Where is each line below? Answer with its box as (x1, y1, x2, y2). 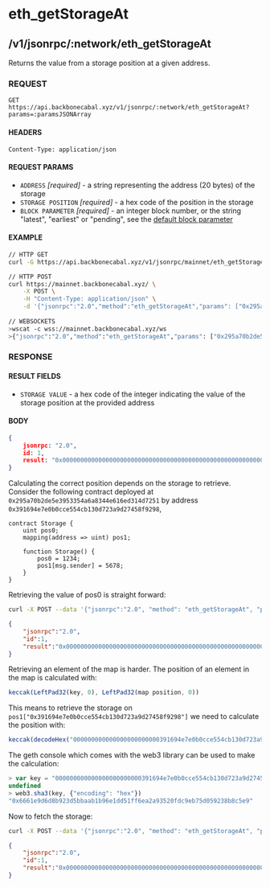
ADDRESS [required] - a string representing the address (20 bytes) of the (19, 180, 256, 190)
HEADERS (8, 127, 43, 137)
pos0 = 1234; (37, 555, 81, 563)
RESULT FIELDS (8, 372, 62, 381)
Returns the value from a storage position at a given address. (8, 58, 211, 68)
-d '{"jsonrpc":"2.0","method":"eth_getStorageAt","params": (22, 302, 231, 310)
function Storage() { (22, 548, 95, 556)
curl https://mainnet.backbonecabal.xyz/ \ (8, 280, 157, 288)
